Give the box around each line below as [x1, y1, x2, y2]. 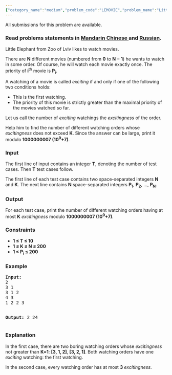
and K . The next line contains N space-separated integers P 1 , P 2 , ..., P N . [5, 182, 157, 189]
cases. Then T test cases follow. [5, 166, 73, 172]
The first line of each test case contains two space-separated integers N [5, 176, 159, 182]
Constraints [5, 226, 36, 233]
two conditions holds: [5, 84, 51, 90]
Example [5, 263, 28, 270]
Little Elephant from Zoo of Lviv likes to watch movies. [5, 46, 119, 52]
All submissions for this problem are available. [5, 21, 102, 28]
